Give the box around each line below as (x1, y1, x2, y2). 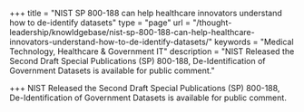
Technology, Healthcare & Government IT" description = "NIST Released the (9, 46, 295, 57)
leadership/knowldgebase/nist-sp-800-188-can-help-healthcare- (9, 27, 256, 37)
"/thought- (191, 17, 232, 28)
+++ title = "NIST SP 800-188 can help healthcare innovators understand (9, 8, 283, 18)
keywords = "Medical (214, 36, 294, 47)
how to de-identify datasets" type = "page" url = (9, 17, 191, 28)
